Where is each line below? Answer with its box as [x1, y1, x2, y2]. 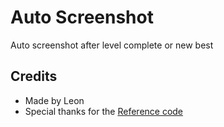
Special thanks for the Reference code [24, 105, 184, 117]
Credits [10, 68, 58, 85]
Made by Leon [24, 94, 85, 106]
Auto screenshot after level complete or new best [10, 39, 214, 51]
